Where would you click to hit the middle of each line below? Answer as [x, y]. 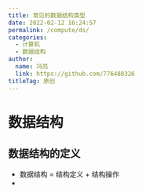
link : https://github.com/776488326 [75, 74]
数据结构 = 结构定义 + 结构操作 [70, 174]
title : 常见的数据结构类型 [47, 15]
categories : [27, 37]
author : [21, 60]
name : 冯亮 [32, 67]
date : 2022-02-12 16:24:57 [52, 23]
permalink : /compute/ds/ [49, 30]
